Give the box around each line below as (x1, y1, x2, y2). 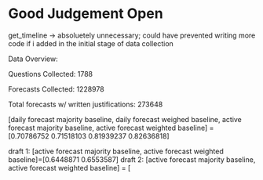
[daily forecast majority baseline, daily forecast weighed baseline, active (8, 114, 242, 124)
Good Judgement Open (8, 5, 163, 23)
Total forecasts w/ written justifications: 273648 (8, 99, 163, 109)
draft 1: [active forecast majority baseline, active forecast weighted (8, 146, 224, 156)
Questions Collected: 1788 (8, 69, 93, 78)
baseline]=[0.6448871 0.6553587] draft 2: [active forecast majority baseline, (8, 154, 256, 164)
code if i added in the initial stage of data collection (8, 38, 174, 48)
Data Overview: (8, 54, 59, 63)
